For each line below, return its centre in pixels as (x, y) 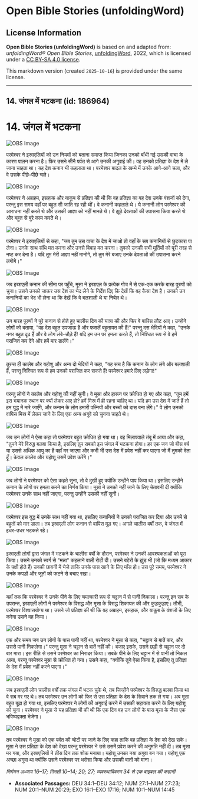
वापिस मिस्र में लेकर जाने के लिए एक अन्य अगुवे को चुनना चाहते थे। (68, 414)
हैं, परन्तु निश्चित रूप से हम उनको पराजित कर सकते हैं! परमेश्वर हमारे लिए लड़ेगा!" (82, 371)
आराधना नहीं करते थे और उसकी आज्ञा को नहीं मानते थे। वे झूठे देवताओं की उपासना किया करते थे (96, 212)
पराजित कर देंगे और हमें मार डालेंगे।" (40, 341)
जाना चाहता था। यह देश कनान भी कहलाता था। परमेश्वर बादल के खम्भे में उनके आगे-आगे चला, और (98, 168)
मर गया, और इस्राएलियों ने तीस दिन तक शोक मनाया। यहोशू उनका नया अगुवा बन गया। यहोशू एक (96, 753)
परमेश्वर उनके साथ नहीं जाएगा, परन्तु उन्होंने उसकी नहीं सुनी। (63, 494)
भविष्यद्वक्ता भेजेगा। (24, 717)
